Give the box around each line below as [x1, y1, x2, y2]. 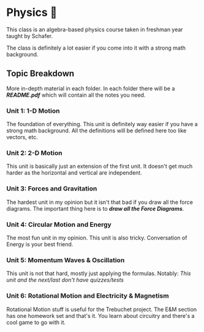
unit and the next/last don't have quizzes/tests [6, 276, 124, 284]
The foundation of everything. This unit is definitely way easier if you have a [6, 121, 198, 128]
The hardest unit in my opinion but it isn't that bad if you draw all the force [6, 198, 193, 206]
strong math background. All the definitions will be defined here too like [6, 127, 187, 134]
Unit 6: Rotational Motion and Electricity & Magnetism [6, 292, 170, 300]
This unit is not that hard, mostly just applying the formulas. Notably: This [6, 270, 191, 277]
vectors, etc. [6, 134, 38, 141]
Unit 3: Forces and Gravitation [6, 184, 97, 193]
